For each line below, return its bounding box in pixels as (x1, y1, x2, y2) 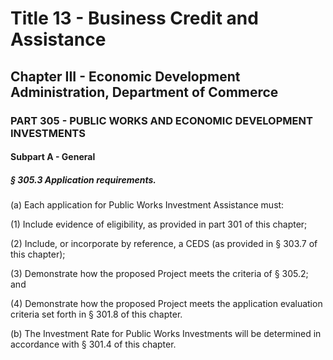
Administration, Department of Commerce (10, 83, 279, 101)
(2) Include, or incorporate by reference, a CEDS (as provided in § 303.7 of (10, 238, 318, 250)
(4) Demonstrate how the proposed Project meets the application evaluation (10, 298, 323, 310)
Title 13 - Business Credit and (10, 7, 259, 30)
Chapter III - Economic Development (10, 68, 241, 85)
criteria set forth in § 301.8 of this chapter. (10, 308, 183, 321)
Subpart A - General (10, 151, 96, 163)
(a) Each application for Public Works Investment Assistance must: (10, 199, 285, 211)
